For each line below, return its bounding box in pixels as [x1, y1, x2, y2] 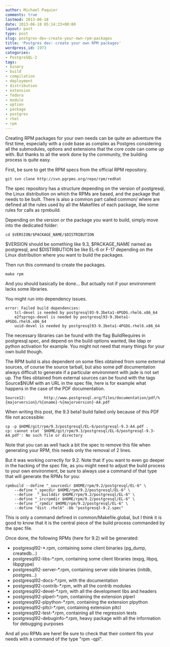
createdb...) [12, 550, 37, 556]
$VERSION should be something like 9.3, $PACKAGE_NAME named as [5, 241, 152, 247]
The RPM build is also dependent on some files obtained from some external [5, 358, 165, 364]
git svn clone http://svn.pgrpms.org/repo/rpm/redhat [5, 176, 122, 181]
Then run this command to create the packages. [5, 262, 106, 268]
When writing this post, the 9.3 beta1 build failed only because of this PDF [5, 408, 160, 415]
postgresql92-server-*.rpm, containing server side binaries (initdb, [12, 566, 152, 573]
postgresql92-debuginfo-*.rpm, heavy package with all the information [12, 615, 161, 621]
